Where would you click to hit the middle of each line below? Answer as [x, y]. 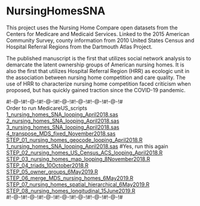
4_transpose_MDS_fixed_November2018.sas [61, 134]
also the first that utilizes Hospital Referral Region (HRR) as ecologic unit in [98, 71]
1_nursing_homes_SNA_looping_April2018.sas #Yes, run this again [87, 146]
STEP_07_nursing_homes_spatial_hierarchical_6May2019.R [78, 184]
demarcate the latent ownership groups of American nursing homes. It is [95, 65]
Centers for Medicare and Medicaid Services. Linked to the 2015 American [98, 34]
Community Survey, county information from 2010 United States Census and [100, 40]
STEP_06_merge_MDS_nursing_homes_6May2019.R [70, 178]
